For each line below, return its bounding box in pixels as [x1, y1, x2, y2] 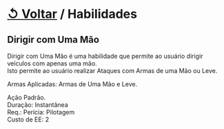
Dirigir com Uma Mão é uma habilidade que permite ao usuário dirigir [7, 52, 203, 60]
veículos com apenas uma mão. [7, 59, 98, 68]
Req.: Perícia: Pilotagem [7, 108, 75, 116]
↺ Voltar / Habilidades [7, 6, 138, 22]
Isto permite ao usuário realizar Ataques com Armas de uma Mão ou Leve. [7, 67, 218, 75]
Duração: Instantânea [7, 101, 69, 109]
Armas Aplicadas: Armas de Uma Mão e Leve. [7, 80, 138, 88]
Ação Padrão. [7, 93, 46, 101]
